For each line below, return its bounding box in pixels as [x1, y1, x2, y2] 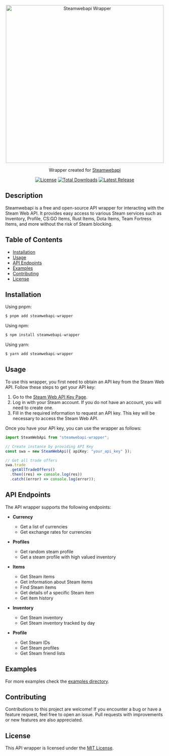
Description [5, 191, 43, 200]
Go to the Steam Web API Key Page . [12, 394, 88, 400]
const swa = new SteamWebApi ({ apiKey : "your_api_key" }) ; [5, 448, 132, 454]
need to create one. [12, 405, 54, 411]
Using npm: [5, 323, 29, 329]
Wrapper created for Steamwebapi [48, 167, 121, 173]
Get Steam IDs [20, 639, 50, 645]
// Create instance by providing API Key [5, 444, 94, 449]
